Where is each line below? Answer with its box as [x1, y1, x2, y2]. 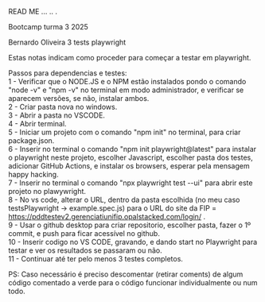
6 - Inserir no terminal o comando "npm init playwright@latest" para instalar [8, 145, 257, 153]
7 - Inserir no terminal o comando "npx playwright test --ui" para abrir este [8, 178, 253, 188]
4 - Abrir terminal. [8, 119, 67, 128]
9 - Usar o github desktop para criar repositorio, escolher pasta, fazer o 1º [8, 220, 251, 230]
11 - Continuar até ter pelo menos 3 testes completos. [8, 254, 183, 263]
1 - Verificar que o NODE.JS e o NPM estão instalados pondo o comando [8, 77, 247, 86]
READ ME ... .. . [8, 7, 58, 16]
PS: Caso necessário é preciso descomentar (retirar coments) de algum [8, 269, 244, 279]
